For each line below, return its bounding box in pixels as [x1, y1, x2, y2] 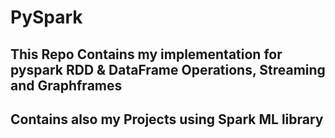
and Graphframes [10, 77, 123, 94]
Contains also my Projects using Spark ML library [10, 111, 324, 128]
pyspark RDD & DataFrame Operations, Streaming [10, 61, 326, 78]
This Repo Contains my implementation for [10, 46, 283, 63]
